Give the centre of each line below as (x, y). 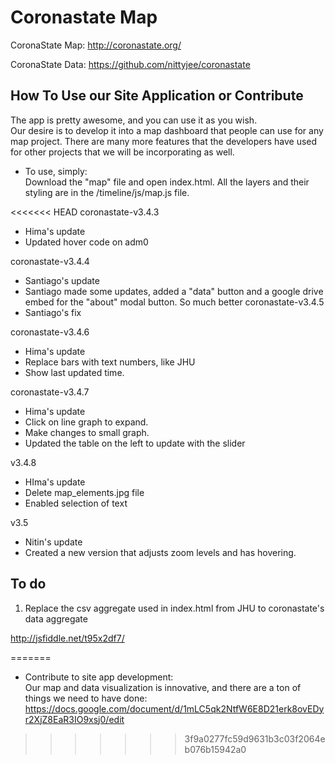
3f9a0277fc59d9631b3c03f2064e (255, 738)
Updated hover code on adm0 (86, 242)
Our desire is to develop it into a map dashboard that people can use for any (167, 130)
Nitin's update (53, 542)
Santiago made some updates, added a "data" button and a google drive (174, 291)
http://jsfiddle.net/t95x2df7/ (67, 638)
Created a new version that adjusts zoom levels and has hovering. (160, 552)
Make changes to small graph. (87, 432)
